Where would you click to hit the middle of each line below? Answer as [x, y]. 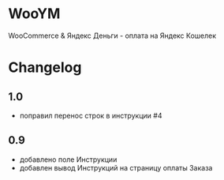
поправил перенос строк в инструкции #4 [91, 115]
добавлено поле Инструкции [68, 159]
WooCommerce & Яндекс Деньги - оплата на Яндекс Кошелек [112, 36]
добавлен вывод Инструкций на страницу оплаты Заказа [116, 167]
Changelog [45, 67]
